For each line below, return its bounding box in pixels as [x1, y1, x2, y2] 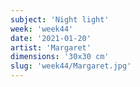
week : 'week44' [10, 24, 74, 34]
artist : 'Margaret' [10, 42, 92, 53]
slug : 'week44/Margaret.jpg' [10, 61, 132, 71]
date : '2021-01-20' [10, 33, 92, 43]
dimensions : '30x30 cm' [10, 52, 110, 62]
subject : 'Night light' [10, 14, 110, 25]
